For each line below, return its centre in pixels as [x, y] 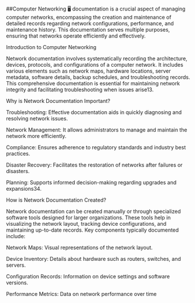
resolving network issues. [37, 118]
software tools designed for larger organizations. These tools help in [88, 218]
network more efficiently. [36, 136]
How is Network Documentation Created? [56, 200]
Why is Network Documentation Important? [58, 101]
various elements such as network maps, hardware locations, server [88, 71]
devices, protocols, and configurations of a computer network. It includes [95, 65]
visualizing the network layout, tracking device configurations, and [86, 224]
